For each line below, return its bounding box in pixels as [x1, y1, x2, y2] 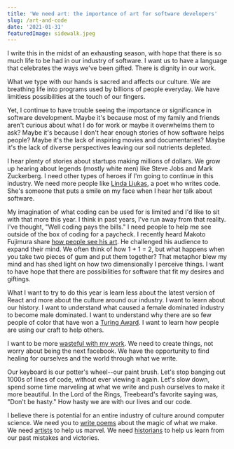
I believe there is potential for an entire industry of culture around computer [7, 411, 225, 420]
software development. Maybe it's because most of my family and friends [7, 114, 221, 122]
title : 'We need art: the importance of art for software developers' [7, 10, 218, 18]
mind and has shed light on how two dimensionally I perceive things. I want [7, 260, 224, 269]
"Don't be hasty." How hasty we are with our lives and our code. [7, 398, 193, 406]
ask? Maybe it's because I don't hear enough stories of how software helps [7, 128, 225, 137]
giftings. [7, 275, 31, 283]
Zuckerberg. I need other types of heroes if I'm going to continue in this [7, 172, 214, 180]
